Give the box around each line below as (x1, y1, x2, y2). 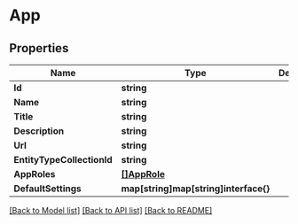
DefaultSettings (13, 182, 82, 195)
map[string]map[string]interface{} (121, 182, 271, 195)
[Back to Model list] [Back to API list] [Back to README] (9, 205, 213, 215)
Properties (9, 41, 69, 56)
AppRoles (13, 168, 56, 180)
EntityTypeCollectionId (13, 154, 113, 166)
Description (13, 125, 65, 137)
